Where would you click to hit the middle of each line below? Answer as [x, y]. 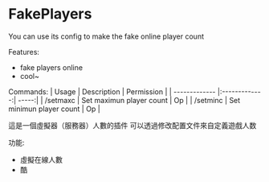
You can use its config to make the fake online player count [106, 36]
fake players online [51, 67]
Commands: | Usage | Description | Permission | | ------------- [112, 91]
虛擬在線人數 [41, 159]
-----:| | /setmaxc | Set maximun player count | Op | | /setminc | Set [129, 100]
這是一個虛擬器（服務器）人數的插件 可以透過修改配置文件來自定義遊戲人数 [132, 125]
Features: [24, 52]
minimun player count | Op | [54, 109]
